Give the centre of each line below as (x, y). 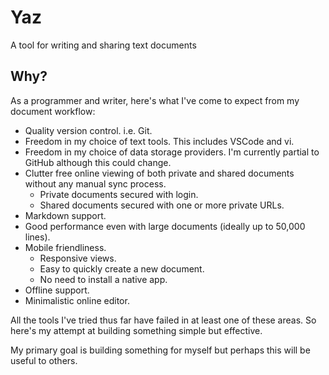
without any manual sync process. (95, 183)
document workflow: (53, 111)
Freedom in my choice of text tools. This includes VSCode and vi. (159, 141)
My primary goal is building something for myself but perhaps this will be (160, 350)
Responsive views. (78, 258)
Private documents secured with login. (119, 194)
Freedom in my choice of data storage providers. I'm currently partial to (172, 152)
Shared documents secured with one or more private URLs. (162, 205)
